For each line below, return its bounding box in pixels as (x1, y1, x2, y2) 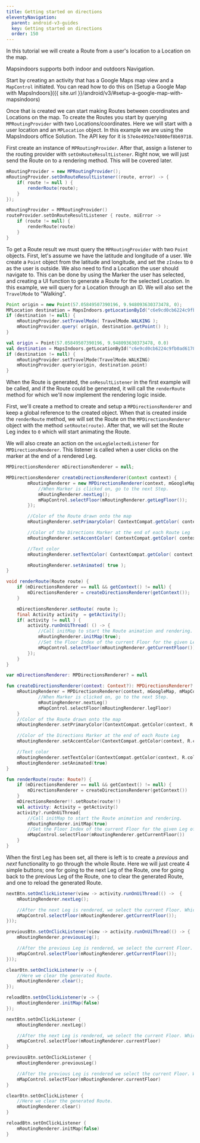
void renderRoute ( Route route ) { (6, 578, 89, 585)
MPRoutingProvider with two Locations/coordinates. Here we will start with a (6, 120, 192, 127)
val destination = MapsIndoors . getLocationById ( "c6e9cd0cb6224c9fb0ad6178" (6, 346, 198, 352)
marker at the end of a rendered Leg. (6, 452, 97, 460)
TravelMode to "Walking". (6, 290, 67, 297)
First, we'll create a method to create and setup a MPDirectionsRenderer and (6, 403, 192, 410)
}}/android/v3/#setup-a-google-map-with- (77, 90, 183, 97)
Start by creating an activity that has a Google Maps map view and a (6, 77, 174, 84)
